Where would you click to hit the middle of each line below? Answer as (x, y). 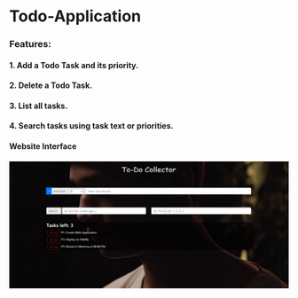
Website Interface (43, 146)
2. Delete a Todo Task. (51, 85)
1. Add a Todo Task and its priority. (74, 65)
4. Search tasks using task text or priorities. (91, 126)
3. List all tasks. (39, 106)
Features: (30, 44)
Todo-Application (75, 16)
